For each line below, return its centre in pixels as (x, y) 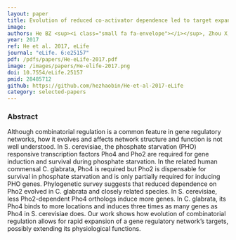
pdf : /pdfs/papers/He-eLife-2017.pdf (63, 60)
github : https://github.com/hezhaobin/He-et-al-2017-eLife (96, 86)
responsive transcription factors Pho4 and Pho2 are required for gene (108, 154)
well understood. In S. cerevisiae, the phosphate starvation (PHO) (102, 147)
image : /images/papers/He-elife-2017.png (69, 66)
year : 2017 (23, 40)
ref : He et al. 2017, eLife (48, 46)
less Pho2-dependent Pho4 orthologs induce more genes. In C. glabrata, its (117, 199)
